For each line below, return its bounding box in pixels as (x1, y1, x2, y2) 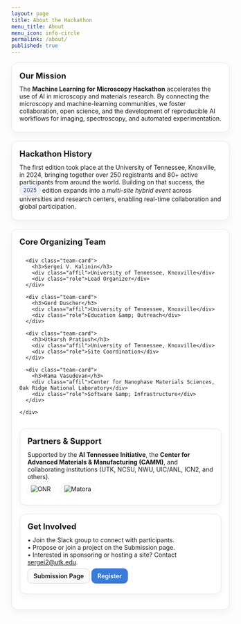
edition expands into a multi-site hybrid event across (42, 186, 193, 194)
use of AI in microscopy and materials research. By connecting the (19, 92, 210, 101)
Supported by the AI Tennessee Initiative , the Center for (27, 450, 190, 458)
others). (27, 472, 51, 480)
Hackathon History (19, 148, 93, 159)
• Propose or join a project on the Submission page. (27, 543, 175, 551)
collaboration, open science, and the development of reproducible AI (19, 107, 215, 115)
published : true (11, 42, 58, 49)
